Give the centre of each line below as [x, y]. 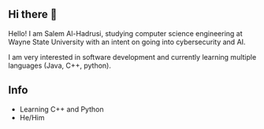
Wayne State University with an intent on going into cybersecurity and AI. [127, 42]
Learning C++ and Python [61, 109]
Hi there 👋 [33, 15]
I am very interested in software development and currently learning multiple [132, 57]
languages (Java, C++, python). [60, 65]
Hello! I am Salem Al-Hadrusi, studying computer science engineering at [125, 33]
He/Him [32, 117]
